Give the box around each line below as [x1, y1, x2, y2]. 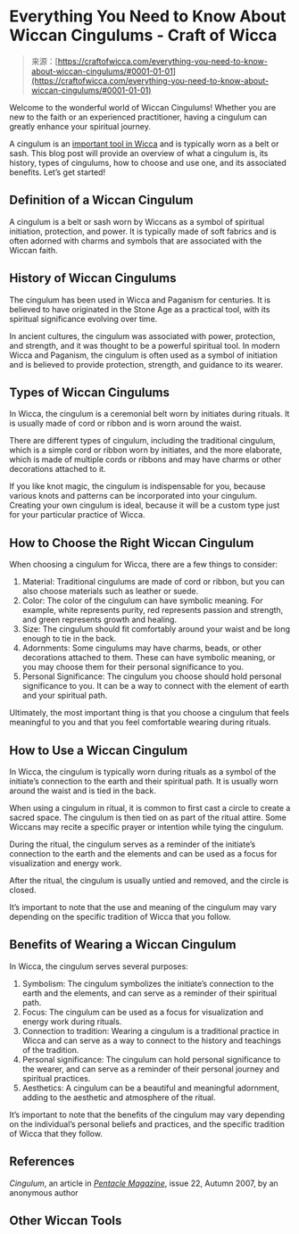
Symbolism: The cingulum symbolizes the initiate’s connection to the [21, 978, 274, 989]
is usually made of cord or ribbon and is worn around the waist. [9, 418, 243, 429]
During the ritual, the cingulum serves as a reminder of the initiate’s [9, 839, 256, 849]
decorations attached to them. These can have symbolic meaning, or [21, 652, 276, 663]
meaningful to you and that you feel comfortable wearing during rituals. [9, 716, 271, 728]
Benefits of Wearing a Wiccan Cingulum [9, 937, 237, 952]
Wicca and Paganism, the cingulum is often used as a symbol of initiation [9, 350, 278, 360]
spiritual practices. [21, 1073, 91, 1083]
